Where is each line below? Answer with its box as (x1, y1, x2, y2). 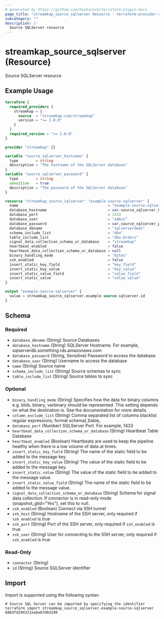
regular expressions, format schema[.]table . (12, 417, 101, 423)
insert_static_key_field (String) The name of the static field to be (12, 448, 147, 454)
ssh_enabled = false (9, 257, 123, 262)
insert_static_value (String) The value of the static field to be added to (12, 469, 157, 475)
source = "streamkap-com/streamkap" (18, 113, 95, 118)
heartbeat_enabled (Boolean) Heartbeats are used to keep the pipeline (12, 438, 154, 444)
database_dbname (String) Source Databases (12, 337, 100, 343)
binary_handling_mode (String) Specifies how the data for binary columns (12, 397, 159, 403)
